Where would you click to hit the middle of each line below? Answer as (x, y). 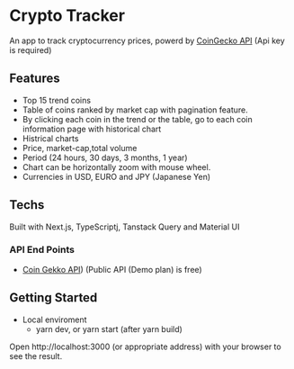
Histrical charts (50, 138)
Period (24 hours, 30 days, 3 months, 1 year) (105, 157)
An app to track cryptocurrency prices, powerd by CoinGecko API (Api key (147, 40)
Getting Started (53, 298)
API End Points (42, 250)
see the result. (36, 355)
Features (35, 79)
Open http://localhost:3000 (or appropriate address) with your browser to (145, 346)
